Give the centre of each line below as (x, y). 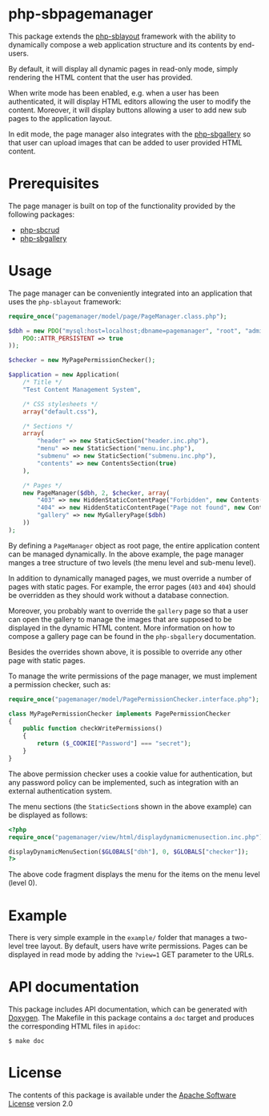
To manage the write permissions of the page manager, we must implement (133, 676)
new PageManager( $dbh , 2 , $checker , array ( (96, 493)
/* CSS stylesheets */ (60, 404)
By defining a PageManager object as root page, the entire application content (134, 545)
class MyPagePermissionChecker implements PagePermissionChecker (119, 714)
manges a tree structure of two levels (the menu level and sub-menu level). (132, 562)
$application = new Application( (64, 375)
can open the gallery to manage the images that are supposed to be (120, 619)
